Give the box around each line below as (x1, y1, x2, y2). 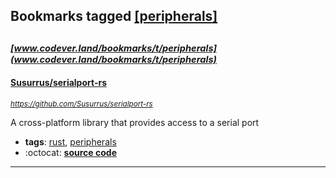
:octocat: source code (24, 146, 117, 158)
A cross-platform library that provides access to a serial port (10, 116, 260, 128)
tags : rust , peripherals (24, 135, 117, 148)
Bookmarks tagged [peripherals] (10, 8, 218, 25)
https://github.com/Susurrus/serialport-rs (10, 99, 153, 109)
